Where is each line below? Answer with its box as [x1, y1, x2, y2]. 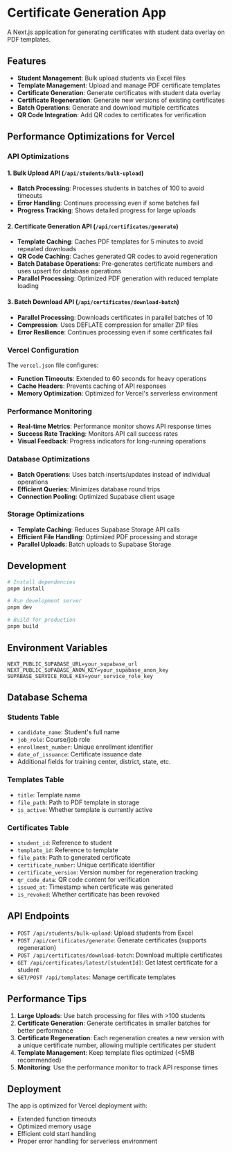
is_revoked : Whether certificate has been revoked [17, 890, 161, 899]
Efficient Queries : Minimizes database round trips [17, 484, 161, 493]
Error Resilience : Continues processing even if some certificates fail [17, 328, 213, 336]
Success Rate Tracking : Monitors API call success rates [17, 430, 179, 438]
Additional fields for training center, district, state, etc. [17, 758, 171, 766]
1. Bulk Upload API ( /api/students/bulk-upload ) [7, 169, 144, 177]
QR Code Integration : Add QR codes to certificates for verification [17, 110, 206, 119]
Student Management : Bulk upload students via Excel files [17, 74, 186, 82]
